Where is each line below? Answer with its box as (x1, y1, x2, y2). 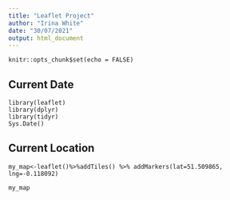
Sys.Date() (8, 120, 45, 128)
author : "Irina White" (8, 19, 84, 27)
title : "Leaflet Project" (8, 11, 94, 20)
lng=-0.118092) (8, 170, 59, 178)
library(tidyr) (8, 113, 59, 121)
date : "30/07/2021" (8, 26, 73, 34)
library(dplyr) (8, 106, 59, 114)
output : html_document (8, 34, 84, 42)
